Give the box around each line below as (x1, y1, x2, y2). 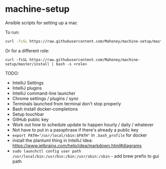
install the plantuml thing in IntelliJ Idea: (12, 137, 93, 143)
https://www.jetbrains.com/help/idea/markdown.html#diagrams (12, 142, 142, 148)
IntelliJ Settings (12, 80, 44, 86)
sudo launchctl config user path (12, 149, 82, 154)
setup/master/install (5, 62, 50, 67)
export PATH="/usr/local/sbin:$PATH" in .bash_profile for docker (12, 132, 147, 138)
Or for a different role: (5, 48, 49, 54)
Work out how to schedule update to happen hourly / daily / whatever (12, 122, 154, 128)
